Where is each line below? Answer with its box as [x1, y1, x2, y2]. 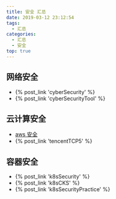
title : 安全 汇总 [6, 8, 47, 15]
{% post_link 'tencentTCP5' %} [14, 137, 92, 145]
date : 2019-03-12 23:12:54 [6, 14, 74, 21]
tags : [6, 20, 20, 26]
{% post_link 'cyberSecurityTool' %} [14, 95, 106, 102]
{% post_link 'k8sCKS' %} [14, 179, 80, 187]
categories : [6, 31, 36, 37]
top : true [6, 48, 31, 54]
